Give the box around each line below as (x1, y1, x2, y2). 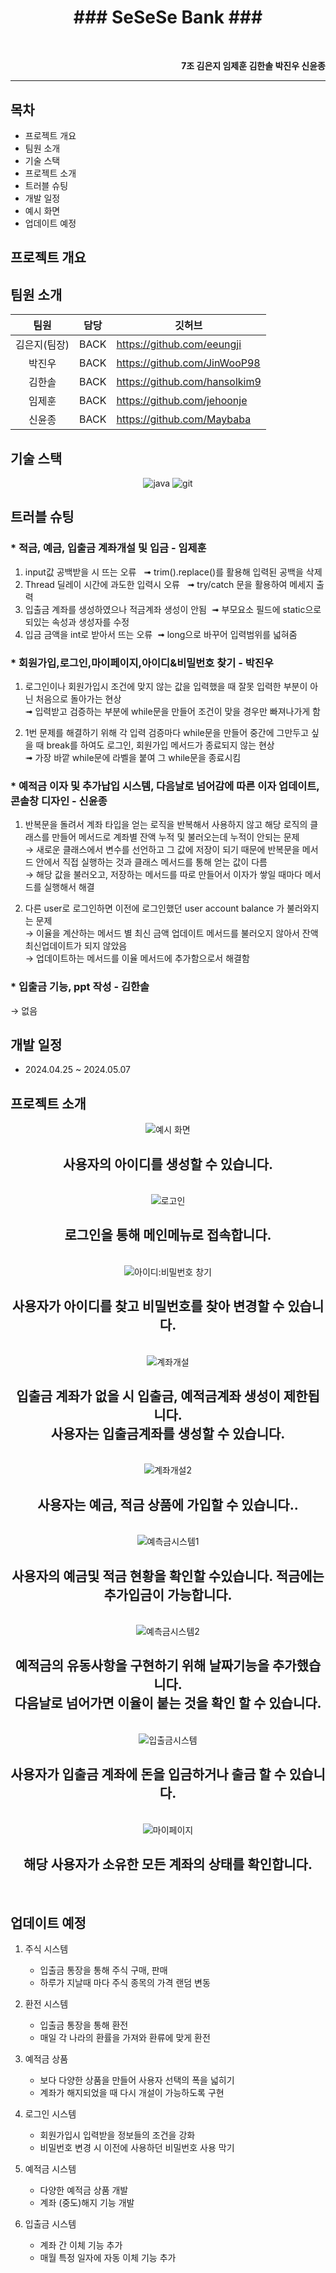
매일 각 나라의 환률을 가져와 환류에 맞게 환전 (39, 2032, 211, 2044)
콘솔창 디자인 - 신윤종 (10, 794, 108, 808)
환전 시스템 (24, 1998, 69, 2010)
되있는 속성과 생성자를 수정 (24, 616, 130, 628)
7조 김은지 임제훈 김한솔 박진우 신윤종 (181, 60, 326, 72)
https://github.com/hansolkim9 (116, 375, 262, 389)
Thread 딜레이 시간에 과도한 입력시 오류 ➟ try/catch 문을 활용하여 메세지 (24, 578, 315, 590)
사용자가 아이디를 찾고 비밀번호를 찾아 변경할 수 (11, 1298, 285, 1315)
